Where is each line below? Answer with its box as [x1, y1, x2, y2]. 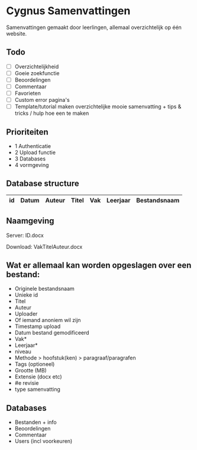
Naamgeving [6, 216, 54, 226]
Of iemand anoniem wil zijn [14, 317, 81, 324]
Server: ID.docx [6, 232, 44, 239]
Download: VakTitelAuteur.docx [6, 243, 83, 250]
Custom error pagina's [14, 97, 70, 104]
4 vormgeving [14, 162, 49, 168]
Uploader [14, 310, 38, 317]
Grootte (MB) [14, 367, 47, 374]
